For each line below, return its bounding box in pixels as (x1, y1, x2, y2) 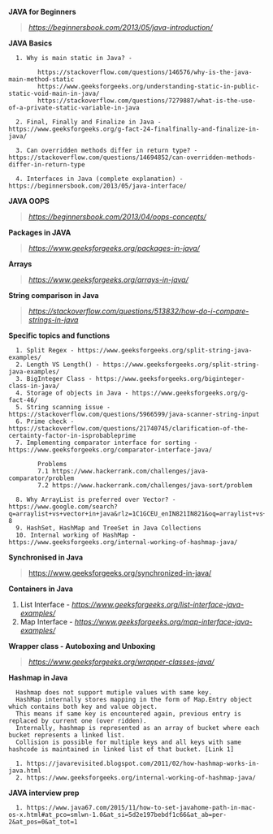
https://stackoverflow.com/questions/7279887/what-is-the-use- (37, 97, 256, 105)
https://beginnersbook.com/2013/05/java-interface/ (8, 182, 187, 190)
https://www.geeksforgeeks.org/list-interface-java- (71, 600, 245, 609)
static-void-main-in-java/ (8, 89, 100, 97)
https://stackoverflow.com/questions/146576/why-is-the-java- (37, 68, 253, 76)
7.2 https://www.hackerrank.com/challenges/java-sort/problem (37, 482, 253, 490)
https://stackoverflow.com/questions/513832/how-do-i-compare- (28, 306, 249, 316)
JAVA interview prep (8, 788, 80, 797)
